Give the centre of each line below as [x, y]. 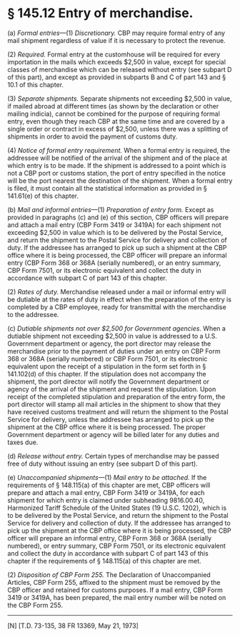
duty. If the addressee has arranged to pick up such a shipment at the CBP [117, 247]
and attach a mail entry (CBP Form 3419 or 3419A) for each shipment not [114, 225]
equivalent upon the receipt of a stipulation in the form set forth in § [107, 366]
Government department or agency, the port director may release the [109, 343]
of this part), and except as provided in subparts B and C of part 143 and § [117, 77]
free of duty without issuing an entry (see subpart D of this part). [102, 463]
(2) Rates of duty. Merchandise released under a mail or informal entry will [117, 291]
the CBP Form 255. [35, 605]
